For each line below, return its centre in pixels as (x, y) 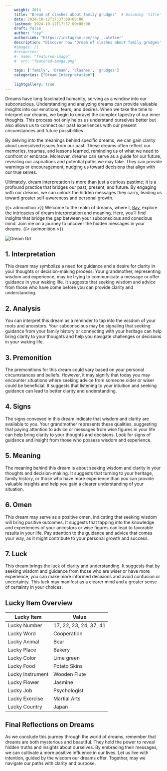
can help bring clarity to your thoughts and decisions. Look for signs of (78, 435)
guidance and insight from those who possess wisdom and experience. (79, 440)
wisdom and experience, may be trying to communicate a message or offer (82, 277)
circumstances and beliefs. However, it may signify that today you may (78, 375)
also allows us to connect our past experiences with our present (71, 125)
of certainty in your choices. (34, 587)
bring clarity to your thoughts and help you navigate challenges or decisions (83, 336)
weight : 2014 (28, 10)
